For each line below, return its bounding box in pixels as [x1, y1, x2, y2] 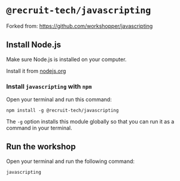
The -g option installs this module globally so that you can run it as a [6, 118, 175, 125]
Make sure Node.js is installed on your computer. [6, 56, 127, 63]
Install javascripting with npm [6, 82, 92, 90]
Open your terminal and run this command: [6, 96, 112, 103]
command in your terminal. [6, 125, 72, 132]
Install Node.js [6, 40, 62, 50]
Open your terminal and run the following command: [6, 158, 135, 165]
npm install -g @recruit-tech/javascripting [6, 107, 119, 114]
